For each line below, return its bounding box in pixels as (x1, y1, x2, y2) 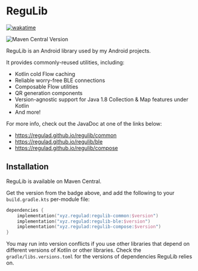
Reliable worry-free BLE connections (14, 77, 106, 84)
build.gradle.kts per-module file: (6, 196, 90, 203)
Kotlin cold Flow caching (14, 70, 76, 77)
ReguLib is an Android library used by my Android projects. (6, 47, 151, 54)
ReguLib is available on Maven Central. (6, 178, 102, 185)
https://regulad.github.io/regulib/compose (14, 144, 118, 151)
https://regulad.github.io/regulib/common (14, 132, 117, 139)
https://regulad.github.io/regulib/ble (14, 138, 103, 145)
